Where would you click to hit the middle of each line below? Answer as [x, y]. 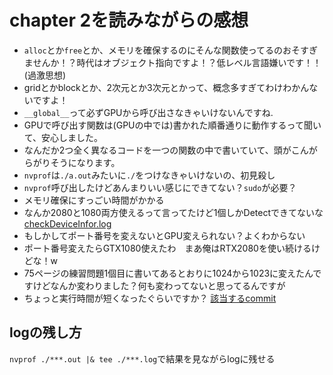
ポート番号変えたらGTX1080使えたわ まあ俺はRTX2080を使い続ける [167, 248]
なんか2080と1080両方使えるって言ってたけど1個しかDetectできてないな [173, 212]
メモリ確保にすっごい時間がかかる [94, 200]
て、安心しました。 [63, 137]
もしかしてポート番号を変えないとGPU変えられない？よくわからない [164, 235]
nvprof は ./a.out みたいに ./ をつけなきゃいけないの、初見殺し [149, 175]
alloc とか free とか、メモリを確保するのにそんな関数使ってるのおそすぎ [170, 50]
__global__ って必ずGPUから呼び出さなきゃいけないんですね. [148, 112]
